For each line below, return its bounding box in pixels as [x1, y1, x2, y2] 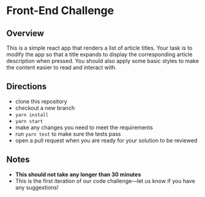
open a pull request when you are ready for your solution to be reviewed [15, 136, 198, 144]
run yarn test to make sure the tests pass [15, 130, 121, 138]
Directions [6, 81, 47, 92]
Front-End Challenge [6, 4, 114, 18]
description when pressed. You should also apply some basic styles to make [6, 58, 199, 64]
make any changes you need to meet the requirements [15, 124, 153, 131]
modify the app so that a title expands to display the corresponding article [6, 51, 193, 58]
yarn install [15, 111, 49, 118]
